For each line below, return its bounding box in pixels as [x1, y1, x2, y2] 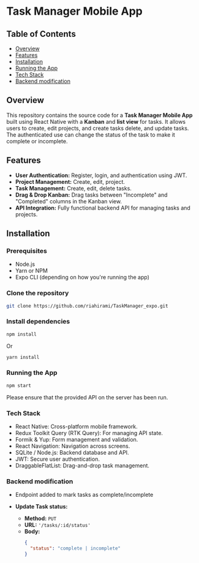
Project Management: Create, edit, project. [15, 178, 126, 185]
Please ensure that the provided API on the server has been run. [6, 393, 168, 401]
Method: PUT [24, 515, 57, 522]
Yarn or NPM [15, 267, 48, 274]
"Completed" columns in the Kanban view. [15, 197, 122, 205]
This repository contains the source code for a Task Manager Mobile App [6, 111, 193, 119]
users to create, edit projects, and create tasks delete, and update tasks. [6, 124, 189, 132]
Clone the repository [6, 289, 69, 298]
